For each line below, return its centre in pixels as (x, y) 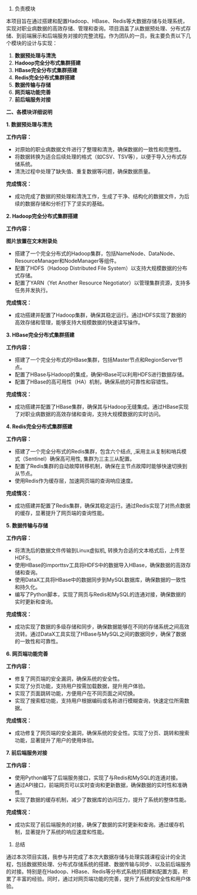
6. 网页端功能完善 (27, 654)
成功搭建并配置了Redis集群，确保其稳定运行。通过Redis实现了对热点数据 (102, 506)
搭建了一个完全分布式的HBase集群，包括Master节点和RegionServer (96, 360)
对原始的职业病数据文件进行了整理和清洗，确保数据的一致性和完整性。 (99, 149)
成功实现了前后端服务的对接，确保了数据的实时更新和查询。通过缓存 (97, 825)
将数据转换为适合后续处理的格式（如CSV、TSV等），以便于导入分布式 (98, 157)
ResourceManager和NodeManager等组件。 (67, 261)
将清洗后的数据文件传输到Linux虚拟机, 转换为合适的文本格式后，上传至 (100, 550)
